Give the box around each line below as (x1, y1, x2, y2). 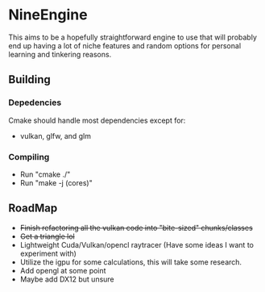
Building (8, 73, 51, 86)
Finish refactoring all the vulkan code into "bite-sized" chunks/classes (19, 223, 254, 232)
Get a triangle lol (19, 232, 75, 241)
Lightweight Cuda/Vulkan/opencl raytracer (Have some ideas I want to (19, 240, 254, 249)
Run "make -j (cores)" (19, 177, 93, 187)
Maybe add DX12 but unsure (19, 274, 114, 284)
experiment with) (19, 248, 77, 258)
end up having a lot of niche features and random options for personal (8, 40, 242, 50)
